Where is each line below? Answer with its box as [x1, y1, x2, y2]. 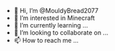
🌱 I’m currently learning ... [13, 21, 89, 29]
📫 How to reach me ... [13, 37, 79, 44]
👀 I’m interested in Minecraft [13, 14, 95, 22]
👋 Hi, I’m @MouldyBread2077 [13, 7, 99, 14]
